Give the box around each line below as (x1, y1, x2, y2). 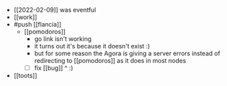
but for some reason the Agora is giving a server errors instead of (34, 49, 221, 57)
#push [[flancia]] (13, 20, 62, 28)
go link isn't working (34, 35, 91, 43)
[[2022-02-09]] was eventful (13, 6, 96, 14)
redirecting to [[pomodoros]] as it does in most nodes (34, 57, 186, 64)
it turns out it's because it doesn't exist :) (34, 42, 150, 50)
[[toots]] (13, 72, 38, 80)
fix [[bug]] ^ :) (34, 64, 74, 72)
